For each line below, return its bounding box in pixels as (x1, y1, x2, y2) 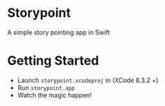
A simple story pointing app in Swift (7, 28, 110, 37)
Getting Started (7, 53, 100, 69)
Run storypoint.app (17, 83, 75, 92)
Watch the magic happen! (17, 91, 93, 99)
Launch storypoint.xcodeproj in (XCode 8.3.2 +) (17, 76, 159, 84)
